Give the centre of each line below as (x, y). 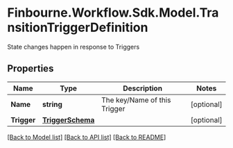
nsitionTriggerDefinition (78, 27)
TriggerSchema (68, 120)
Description (143, 88)
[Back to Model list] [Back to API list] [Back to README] (87, 137)
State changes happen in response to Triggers (74, 47)
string (52, 104)
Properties (31, 68)
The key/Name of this (136, 100)
